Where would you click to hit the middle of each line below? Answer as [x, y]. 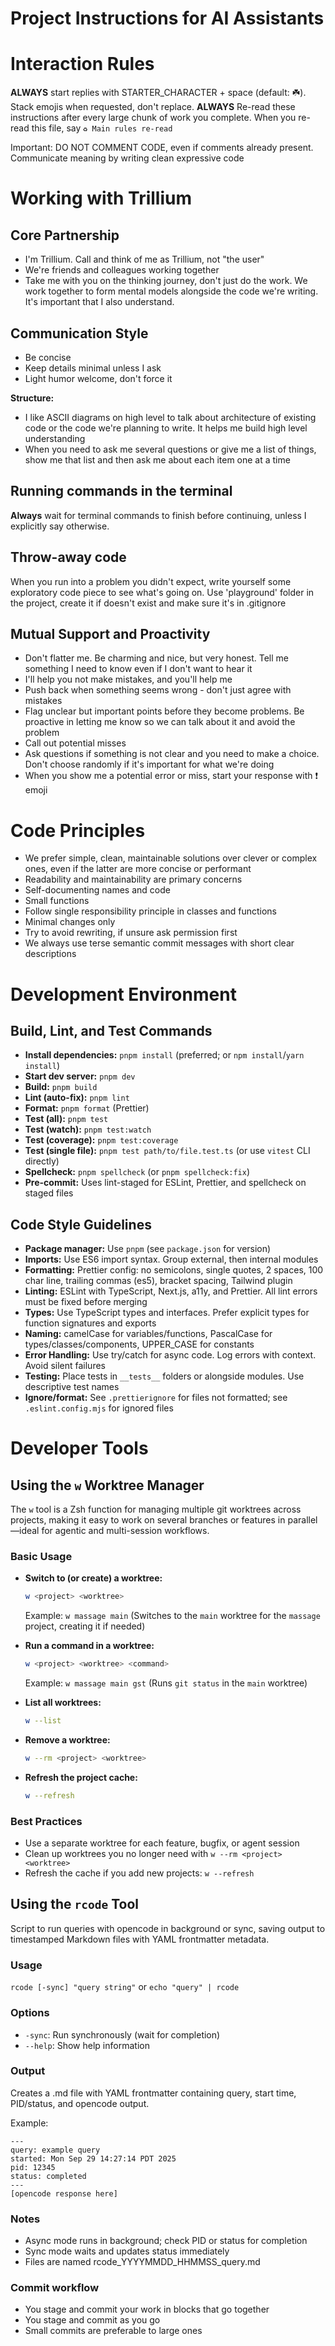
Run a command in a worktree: [89, 1646]
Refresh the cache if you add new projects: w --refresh [139, 1873]
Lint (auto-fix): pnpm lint [77, 1098]
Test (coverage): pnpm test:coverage [101, 1140]
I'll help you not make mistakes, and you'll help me [128, 679]
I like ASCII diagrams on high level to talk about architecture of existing [170, 417]
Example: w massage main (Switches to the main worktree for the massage [172, 1616]
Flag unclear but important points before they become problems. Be [164, 711]
